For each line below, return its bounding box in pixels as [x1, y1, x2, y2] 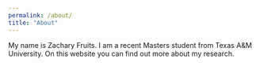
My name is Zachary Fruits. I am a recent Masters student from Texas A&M [8, 40, 252, 49]
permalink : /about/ [8, 11, 73, 20]
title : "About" [8, 19, 59, 27]
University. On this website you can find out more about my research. [8, 49, 235, 58]
